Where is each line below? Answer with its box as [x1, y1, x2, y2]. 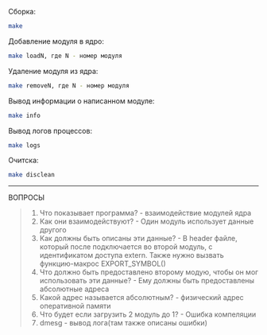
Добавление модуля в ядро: [8, 36, 105, 46]
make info [8, 111, 41, 119]
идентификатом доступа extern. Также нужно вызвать [39, 251, 224, 260]
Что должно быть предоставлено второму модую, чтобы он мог [39, 267, 259, 277]
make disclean [8, 171, 56, 179]
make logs [8, 141, 41, 150]
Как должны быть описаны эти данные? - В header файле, [39, 234, 238, 243]
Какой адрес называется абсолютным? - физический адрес [39, 293, 244, 302]
